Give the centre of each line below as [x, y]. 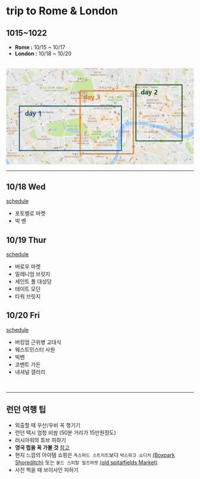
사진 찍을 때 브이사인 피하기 [47, 469]
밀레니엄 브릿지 [32, 274]
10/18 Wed [26, 187]
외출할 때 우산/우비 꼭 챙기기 [48, 425]
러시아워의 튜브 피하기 [40, 440]
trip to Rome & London [62, 11]
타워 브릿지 [28, 297]
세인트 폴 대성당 [33, 282]
